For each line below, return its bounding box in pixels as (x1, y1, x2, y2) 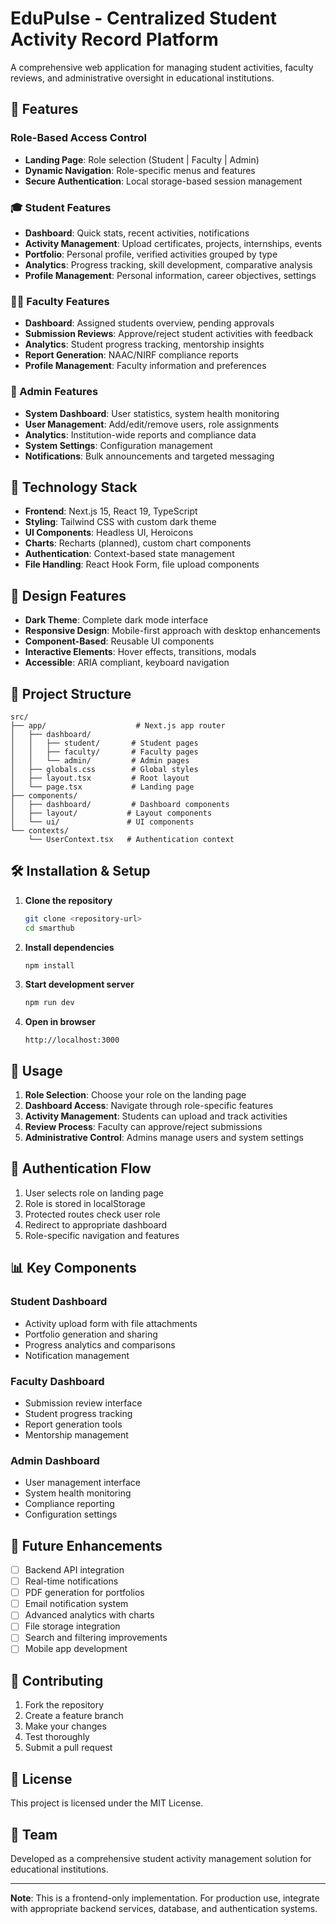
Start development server (24, 978, 135, 991)
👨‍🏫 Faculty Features (10, 294, 110, 308)
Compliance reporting (24, 1498, 115, 1510)
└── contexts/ (10, 825, 70, 836)
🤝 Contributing (10, 1672, 104, 1689)
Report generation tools (24, 1418, 123, 1430)
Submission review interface (24, 1397, 143, 1409)
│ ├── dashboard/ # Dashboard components (10, 799, 230, 809)
